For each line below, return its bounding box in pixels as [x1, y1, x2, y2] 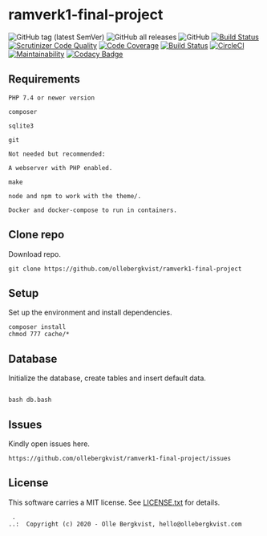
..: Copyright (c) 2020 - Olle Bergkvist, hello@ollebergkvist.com [8, 520, 242, 528]
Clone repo [8, 228, 65, 242]
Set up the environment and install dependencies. [8, 307, 172, 318]
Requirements [8, 72, 80, 86]
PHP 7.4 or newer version [8, 94, 95, 102]
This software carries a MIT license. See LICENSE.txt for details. [8, 497, 220, 507]
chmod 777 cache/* [8, 331, 70, 339]
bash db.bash [8, 396, 52, 404]
